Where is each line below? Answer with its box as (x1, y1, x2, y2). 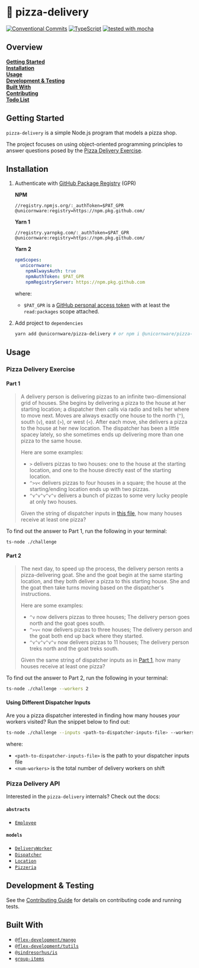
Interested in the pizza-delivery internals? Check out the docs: (6, 793, 161, 800)
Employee (14, 820, 37, 826)
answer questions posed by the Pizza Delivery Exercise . (6, 147, 143, 154)
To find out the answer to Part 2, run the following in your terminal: (6, 674, 168, 681)
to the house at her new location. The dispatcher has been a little (20, 425, 179, 432)
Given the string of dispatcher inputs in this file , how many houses (20, 510, 182, 517)
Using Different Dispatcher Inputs (6, 699, 91, 706)
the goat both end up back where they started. (29, 633, 143, 640)
